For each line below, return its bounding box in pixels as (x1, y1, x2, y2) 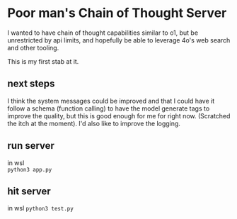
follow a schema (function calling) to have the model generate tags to (7, 104, 210, 113)
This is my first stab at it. (7, 57, 79, 65)
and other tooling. (7, 43, 59, 52)
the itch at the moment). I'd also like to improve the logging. (7, 119, 180, 128)
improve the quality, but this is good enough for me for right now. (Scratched (7, 111, 231, 120)
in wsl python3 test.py (7, 204, 74, 213)
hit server (7, 185, 51, 197)
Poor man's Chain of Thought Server (7, 5, 227, 21)
